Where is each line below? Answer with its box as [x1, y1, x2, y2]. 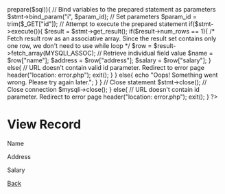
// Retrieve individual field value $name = [97, 49, 213, 57]
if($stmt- [188, 20, 214, 28]
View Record [7, 117, 81, 132]
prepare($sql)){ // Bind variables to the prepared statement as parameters [7, 5, 216, 13]
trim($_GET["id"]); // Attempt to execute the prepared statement [7, 20, 187, 28]
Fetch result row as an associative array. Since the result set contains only [7, 34, 217, 43]
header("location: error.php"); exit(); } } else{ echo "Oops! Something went [7, 71, 218, 79]
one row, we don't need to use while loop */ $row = [7, 42, 152, 49]
